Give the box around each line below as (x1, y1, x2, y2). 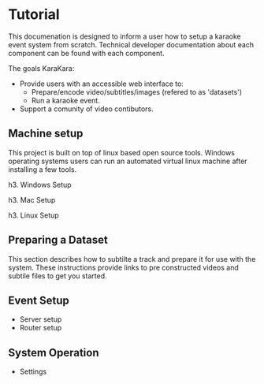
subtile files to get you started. (8, 270, 107, 281)
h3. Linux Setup (8, 211, 59, 220)
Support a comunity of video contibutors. (19, 104, 154, 114)
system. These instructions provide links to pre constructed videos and (8, 263, 239, 272)
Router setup (19, 323, 62, 333)
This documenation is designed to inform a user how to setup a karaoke (8, 32, 242, 41)
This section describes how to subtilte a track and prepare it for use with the (8, 254, 256, 263)
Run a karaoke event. (31, 95, 100, 105)
